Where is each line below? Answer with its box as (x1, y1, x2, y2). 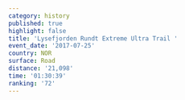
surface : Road (8, 57, 56, 65)
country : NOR (8, 49, 52, 57)
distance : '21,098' (8, 65, 74, 73)
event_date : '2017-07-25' (8, 42, 95, 50)
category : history (8, 11, 70, 20)
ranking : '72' (8, 79, 56, 87)
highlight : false (8, 27, 67, 35)
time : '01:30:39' (8, 72, 67, 80)
